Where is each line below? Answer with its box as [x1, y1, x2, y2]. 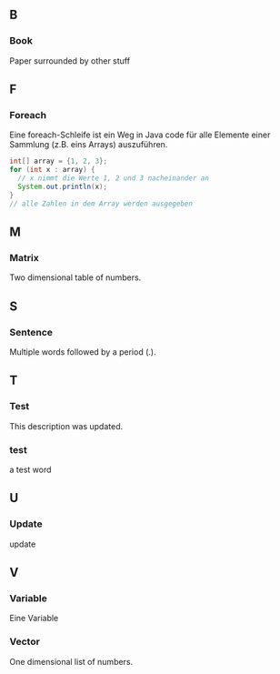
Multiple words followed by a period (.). [9, 347, 156, 357]
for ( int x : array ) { [9, 166, 95, 175]
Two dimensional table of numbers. [9, 272, 142, 283]
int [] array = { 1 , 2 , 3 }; [9, 156, 107, 166]
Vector [9, 636, 41, 649]
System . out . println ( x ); [17, 182, 107, 191]
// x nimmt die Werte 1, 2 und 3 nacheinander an [17, 174, 209, 183]
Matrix [9, 251, 39, 264]
